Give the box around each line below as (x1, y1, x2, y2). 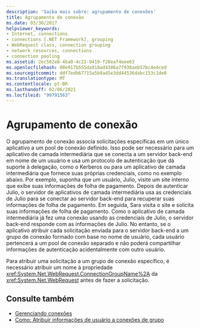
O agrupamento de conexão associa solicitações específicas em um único (6, 138, 189, 145)
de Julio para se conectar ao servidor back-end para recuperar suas (6, 195, 175, 202)
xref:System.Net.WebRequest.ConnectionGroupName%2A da (6, 270, 158, 277)
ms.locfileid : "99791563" (6, 92, 70, 98)
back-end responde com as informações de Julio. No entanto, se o (6, 220, 171, 227)
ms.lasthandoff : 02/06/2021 (6, 87, 76, 93)
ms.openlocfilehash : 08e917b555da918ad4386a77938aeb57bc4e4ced (6, 64, 167, 71)
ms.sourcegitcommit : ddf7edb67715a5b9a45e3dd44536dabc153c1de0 (6, 70, 167, 76)
